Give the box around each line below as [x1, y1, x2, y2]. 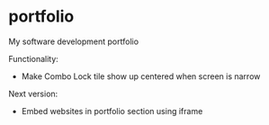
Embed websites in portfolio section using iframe [21, 105, 203, 116]
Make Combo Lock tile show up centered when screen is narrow [21, 70, 261, 82]
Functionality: [8, 53, 59, 64]
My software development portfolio [8, 36, 139, 47]
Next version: [8, 88, 58, 99]
